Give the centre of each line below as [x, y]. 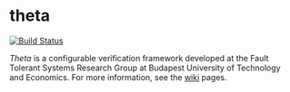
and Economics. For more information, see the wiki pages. [118, 77]
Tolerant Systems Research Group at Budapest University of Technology [145, 68]
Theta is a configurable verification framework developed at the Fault [139, 58]
